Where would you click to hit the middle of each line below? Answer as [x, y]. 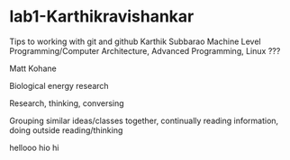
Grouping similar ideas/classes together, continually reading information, [144, 120]
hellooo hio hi [35, 147]
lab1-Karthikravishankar [102, 17]
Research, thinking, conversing [67, 103]
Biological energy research [59, 85]
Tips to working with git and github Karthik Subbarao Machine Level [135, 41]
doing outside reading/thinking [66, 130]
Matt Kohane [33, 68]
